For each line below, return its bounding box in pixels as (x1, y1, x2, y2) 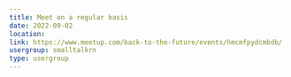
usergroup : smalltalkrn (9, 46, 97, 55)
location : (9, 29, 46, 38)
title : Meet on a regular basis (9, 12, 128, 22)
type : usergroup (9, 54, 69, 63)
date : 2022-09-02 (9, 21, 73, 30)
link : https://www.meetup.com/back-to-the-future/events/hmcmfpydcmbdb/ (9, 37, 283, 47)
